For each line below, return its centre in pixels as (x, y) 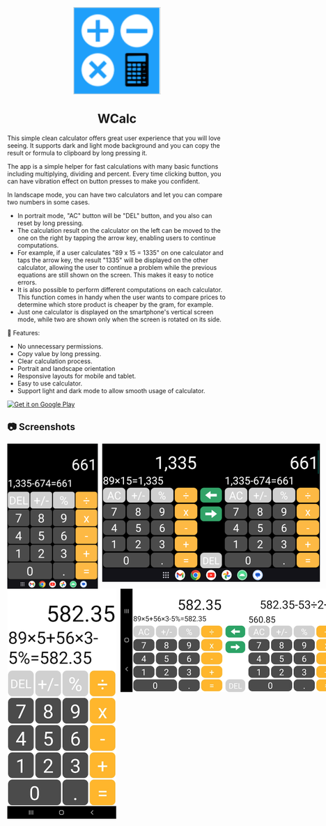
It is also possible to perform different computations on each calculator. (120, 289)
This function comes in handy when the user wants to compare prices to (122, 297)
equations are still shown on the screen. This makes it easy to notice (115, 275)
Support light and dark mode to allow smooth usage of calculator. (111, 390)
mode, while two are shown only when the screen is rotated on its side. (119, 319)
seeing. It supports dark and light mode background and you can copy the (114, 145)
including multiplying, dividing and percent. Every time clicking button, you (114, 174)
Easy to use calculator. (49, 383)
